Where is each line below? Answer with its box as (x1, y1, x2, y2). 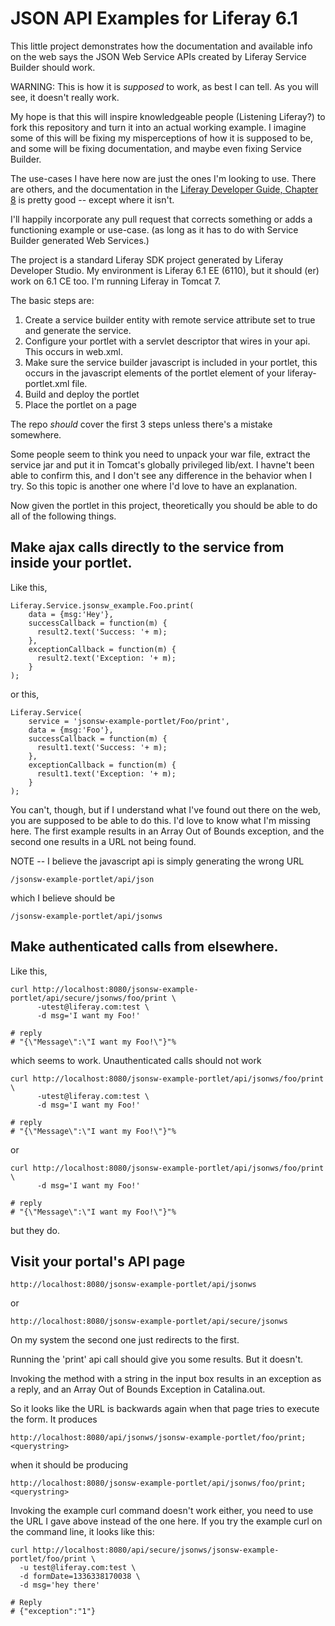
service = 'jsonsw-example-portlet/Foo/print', (28, 716, 230, 726)
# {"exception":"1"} (10, 1607, 97, 1617)
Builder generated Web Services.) (10, 234, 150, 246)
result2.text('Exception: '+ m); (36, 653, 177, 663)
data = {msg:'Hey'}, (28, 609, 114, 619)
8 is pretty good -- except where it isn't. (10, 193, 175, 206)
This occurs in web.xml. (24, 345, 123, 357)
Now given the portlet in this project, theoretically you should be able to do (10, 499, 318, 511)
